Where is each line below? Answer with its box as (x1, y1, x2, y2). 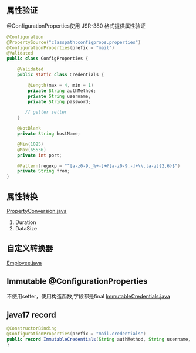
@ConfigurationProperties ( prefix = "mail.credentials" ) (6, 331, 146, 337)
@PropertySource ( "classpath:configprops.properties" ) (6, 39, 141, 45)
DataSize (15, 225, 38, 232)
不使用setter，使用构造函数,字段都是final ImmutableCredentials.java (6, 293, 171, 300)
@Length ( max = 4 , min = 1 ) (28, 82, 94, 88)
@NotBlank (17, 125, 42, 131)
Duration (15, 219, 36, 226)
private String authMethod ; (28, 87, 96, 94)
